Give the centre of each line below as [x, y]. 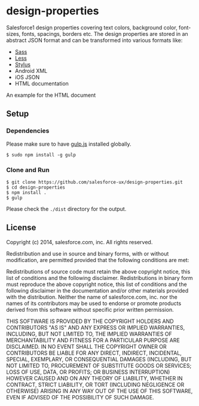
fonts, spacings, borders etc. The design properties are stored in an [105, 33]
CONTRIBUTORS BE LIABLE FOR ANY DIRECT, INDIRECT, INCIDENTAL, [94, 353]
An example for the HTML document [51, 95]
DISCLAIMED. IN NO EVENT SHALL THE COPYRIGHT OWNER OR [87, 346]
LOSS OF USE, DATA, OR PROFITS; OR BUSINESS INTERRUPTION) [88, 372]
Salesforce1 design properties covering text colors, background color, [92, 27]
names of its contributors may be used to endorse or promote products [94, 303]
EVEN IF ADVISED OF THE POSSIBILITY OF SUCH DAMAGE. [80, 397]
